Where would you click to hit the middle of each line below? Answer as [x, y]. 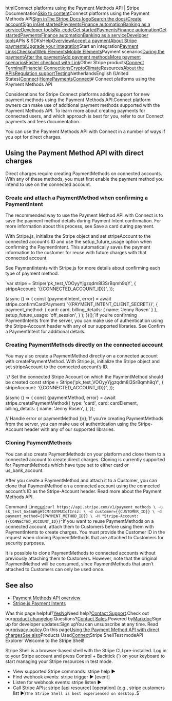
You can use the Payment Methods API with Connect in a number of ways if [85, 131]
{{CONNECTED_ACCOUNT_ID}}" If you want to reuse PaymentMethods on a [80, 521]
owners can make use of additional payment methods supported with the [83, 105]
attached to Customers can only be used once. [55, 569]
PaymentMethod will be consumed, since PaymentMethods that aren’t [80, 564]
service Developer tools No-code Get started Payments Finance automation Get [86, 30]
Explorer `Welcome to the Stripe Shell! [45, 640]
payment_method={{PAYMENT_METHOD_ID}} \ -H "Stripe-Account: [72, 516]
